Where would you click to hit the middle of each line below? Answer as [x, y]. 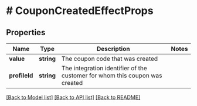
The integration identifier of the [104, 68]
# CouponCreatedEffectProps [80, 11]
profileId [21, 76]
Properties [26, 33]
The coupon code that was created [110, 59]
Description [113, 49]
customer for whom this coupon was [112, 76]
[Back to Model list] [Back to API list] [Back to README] [73, 97]
